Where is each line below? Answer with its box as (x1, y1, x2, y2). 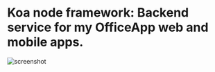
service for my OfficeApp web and (7, 19, 209, 35)
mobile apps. (7, 35, 84, 50)
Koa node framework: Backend (7, 5, 189, 21)
